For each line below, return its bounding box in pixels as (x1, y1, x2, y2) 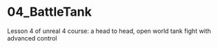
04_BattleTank (7, 4, 92, 20)
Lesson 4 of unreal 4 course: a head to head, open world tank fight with (7, 27, 212, 35)
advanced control (7, 34, 57, 42)
